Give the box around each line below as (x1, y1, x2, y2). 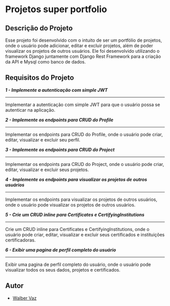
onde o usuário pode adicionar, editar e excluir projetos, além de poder (5, 43, 153, 49)
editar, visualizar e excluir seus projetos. (5, 166, 89, 173)
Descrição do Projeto (5, 24, 73, 32)
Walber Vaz (12, 295, 37, 301)
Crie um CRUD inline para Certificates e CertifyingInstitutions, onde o (5, 226, 150, 232)
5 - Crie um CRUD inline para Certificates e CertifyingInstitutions (5, 212, 145, 218)
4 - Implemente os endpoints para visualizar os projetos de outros (5, 176, 148, 182)
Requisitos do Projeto (5, 74, 74, 82)
